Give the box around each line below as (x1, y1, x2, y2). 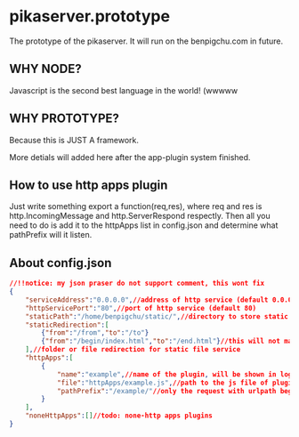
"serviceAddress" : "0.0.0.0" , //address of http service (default (25, 295, 269, 304)
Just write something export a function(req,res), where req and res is (9, 201, 263, 212)
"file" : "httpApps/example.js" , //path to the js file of (56, 378, 269, 387)
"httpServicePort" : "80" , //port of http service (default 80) (25, 303, 256, 312)
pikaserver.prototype (9, 6, 171, 27)
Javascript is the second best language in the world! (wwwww (9, 85, 238, 95)
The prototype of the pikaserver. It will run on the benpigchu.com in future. (9, 36, 284, 46)
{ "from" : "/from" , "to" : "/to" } (41, 328, 149, 337)
